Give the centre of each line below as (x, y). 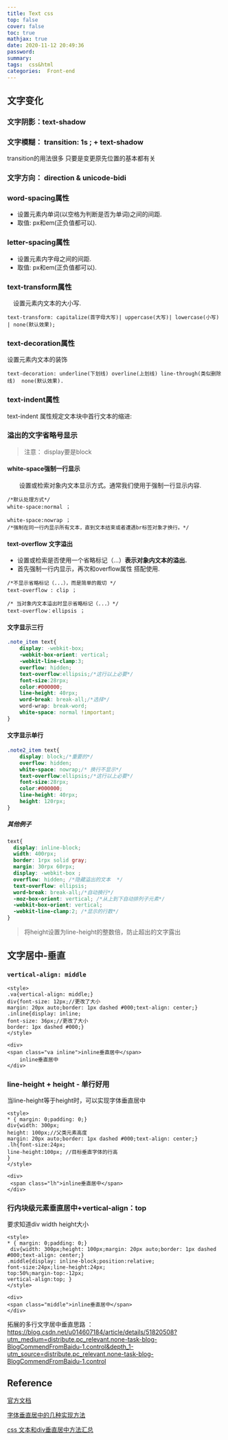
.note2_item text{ (33, 750)
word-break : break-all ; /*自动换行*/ (64, 892)
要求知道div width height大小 (48, 1224)
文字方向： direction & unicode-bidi (67, 178)
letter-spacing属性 (38, 243)
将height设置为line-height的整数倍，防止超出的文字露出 (102, 932)
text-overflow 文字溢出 (40, 543)
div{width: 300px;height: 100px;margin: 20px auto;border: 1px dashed (113, 1250)
